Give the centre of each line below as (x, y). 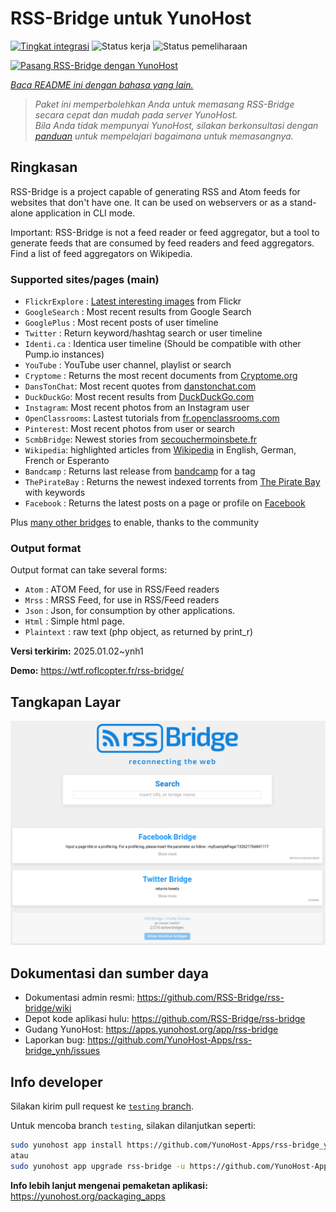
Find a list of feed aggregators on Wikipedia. (101, 253)
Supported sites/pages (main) (85, 279)
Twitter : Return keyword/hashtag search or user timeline (143, 333)
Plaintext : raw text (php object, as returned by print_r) (139, 632)
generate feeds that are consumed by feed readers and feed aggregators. (162, 243)
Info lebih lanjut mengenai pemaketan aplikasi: (109, 1185)
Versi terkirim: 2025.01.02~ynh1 (77, 651)
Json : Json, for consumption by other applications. (130, 611)
